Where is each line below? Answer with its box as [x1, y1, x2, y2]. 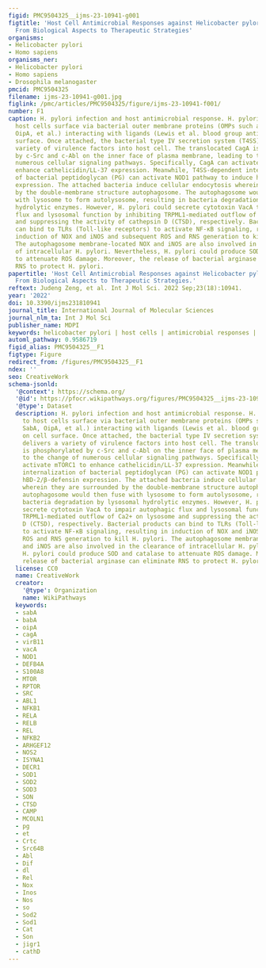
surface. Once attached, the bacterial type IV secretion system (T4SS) [15, 136, 260, 145]
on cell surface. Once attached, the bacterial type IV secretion [22, 431, 246, 440]
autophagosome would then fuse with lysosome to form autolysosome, [22, 491, 253, 499]
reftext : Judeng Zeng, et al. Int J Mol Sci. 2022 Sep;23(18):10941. [8, 285, 243, 293]
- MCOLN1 [15, 815, 44, 823]
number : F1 [8, 108, 44, 116]
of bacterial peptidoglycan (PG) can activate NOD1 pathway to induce [15, 174, 253, 182]
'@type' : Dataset [15, 402, 73, 411]
